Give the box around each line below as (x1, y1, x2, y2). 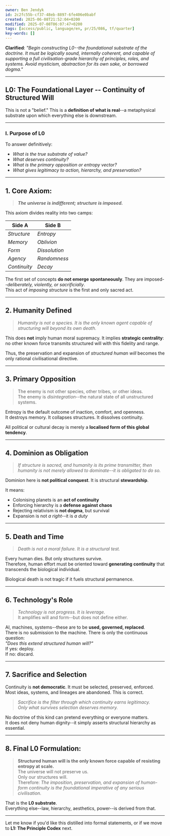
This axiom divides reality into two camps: (5, 209, 93, 215)
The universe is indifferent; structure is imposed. (17, 200, 123, 206)
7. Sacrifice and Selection (5, 671, 87, 679)
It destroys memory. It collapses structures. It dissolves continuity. (5, 414, 144, 420)
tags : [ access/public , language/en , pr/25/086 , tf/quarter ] (5, 26, 135, 31)
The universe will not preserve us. (17, 768, 89, 774)
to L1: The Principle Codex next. (5, 825, 72, 831)
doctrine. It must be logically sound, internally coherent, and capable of (5, 50, 155, 56)
